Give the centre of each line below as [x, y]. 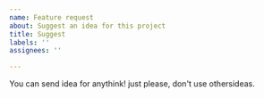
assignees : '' [36, 51]
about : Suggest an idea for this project [88, 26]
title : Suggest [38, 34]
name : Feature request [51, 17]
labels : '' [30, 42]
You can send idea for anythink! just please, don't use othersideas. [132, 84]
